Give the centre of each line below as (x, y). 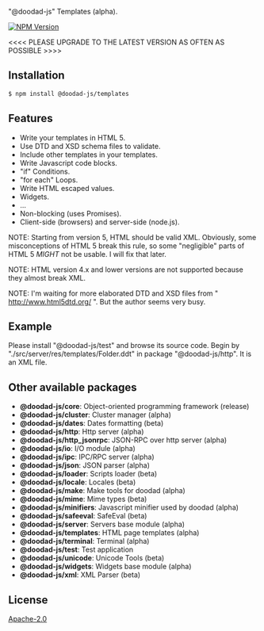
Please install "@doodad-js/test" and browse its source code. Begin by (124, 346)
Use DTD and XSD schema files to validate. (90, 146)
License (28, 600)
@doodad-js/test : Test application (77, 549)
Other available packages (73, 387)
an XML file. (28, 362)
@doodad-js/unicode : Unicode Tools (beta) (92, 558)
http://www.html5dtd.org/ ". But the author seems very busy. (107, 301)
